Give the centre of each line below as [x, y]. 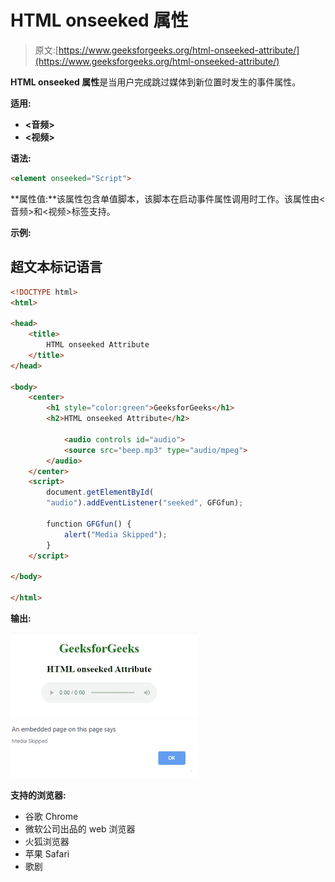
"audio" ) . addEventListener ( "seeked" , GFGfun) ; [145, 503]
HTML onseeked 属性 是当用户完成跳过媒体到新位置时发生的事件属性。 [156, 82]
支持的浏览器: [38, 795]
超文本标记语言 [56, 267]
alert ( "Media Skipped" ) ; [115, 534]
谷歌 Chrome [51, 816]
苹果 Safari [47, 853]
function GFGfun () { [89, 524]
